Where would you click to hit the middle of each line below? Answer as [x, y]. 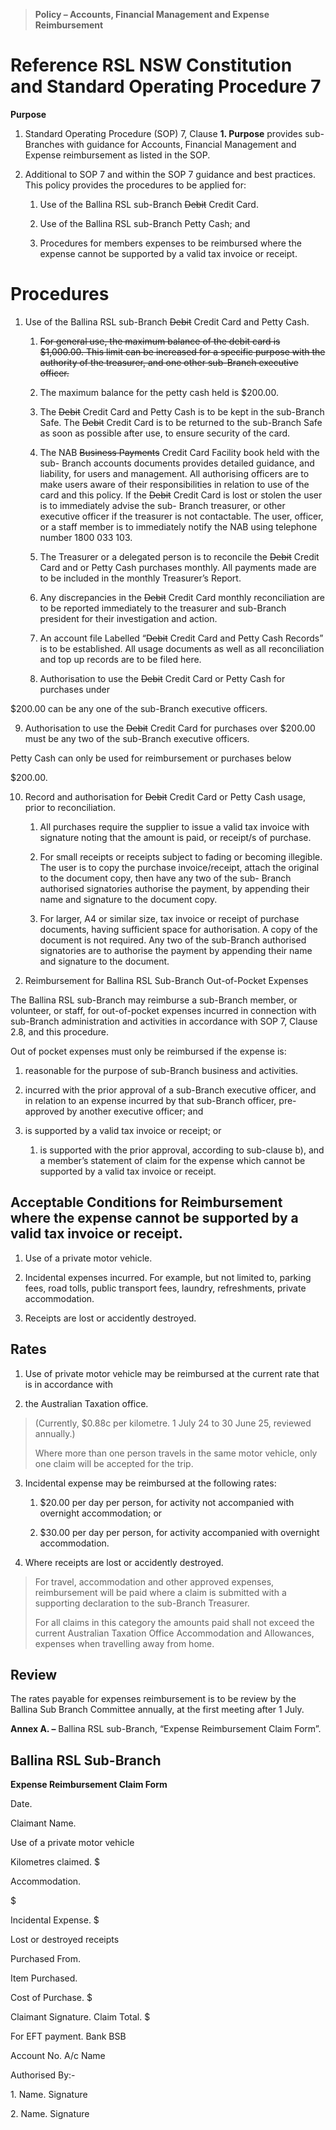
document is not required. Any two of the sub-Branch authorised [173, 940]
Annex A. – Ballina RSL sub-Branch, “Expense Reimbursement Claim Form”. [166, 1729]
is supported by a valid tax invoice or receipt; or [123, 1130]
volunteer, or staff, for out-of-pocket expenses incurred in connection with [163, 1010]
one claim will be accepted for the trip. [114, 1463]
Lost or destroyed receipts [65, 1940]
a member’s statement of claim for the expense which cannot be [172, 1160]
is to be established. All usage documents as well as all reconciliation [182, 648]
